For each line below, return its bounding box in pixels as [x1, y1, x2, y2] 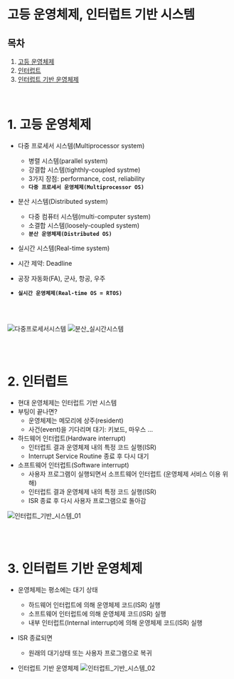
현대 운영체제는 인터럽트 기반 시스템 [17, 398, 117, 407]
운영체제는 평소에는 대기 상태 [17, 585, 98, 594]
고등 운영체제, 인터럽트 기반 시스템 [7, 6, 196, 23]
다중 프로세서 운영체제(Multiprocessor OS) [28, 183, 144, 191]
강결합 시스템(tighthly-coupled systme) [28, 165, 141, 174]
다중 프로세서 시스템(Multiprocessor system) [17, 141, 145, 150]
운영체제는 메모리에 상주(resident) [28, 416, 124, 425]
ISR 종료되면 [17, 633, 53, 642]
